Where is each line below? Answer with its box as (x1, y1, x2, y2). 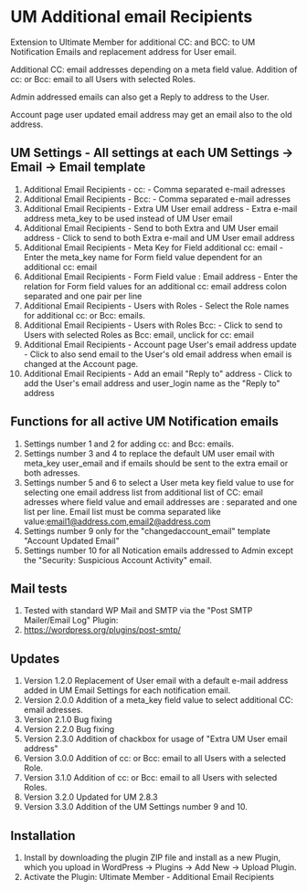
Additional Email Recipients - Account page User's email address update (23, 339, 297, 350)
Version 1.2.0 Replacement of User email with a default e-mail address (23, 676, 289, 687)
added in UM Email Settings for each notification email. (23, 685, 231, 696)
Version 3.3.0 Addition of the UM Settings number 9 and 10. (23, 802, 248, 812)
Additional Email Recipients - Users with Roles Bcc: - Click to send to (23, 320, 283, 330)
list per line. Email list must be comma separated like (23, 506, 222, 517)
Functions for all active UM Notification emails (10, 414, 280, 430)
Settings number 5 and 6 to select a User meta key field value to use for (23, 477, 295, 487)
